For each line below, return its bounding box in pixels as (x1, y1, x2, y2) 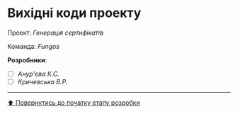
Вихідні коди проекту (7, 5, 142, 21)
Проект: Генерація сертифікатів (7, 28, 104, 37)
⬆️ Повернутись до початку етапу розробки (7, 98, 140, 107)
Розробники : (7, 55, 47, 64)
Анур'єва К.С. (17, 69, 60, 78)
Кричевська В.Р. (17, 78, 68, 86)
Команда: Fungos (7, 42, 60, 50)
